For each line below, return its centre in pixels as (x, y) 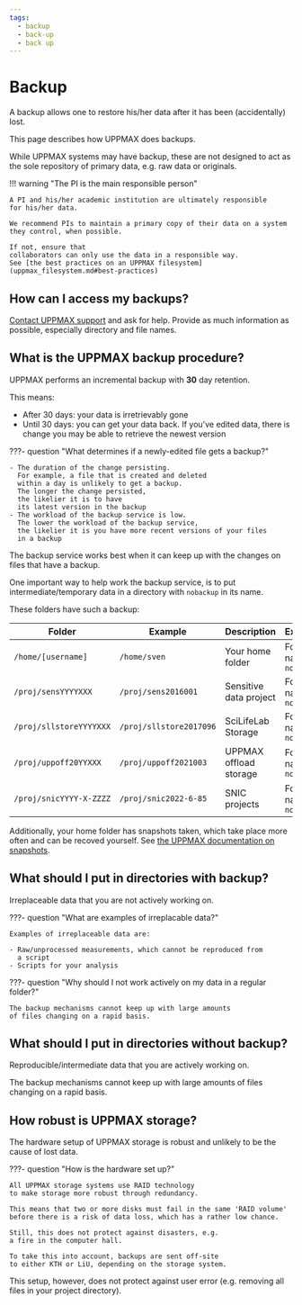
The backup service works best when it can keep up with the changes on (145, 555)
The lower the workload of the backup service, (108, 523)
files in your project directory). (66, 1291)
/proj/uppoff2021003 (163, 762)
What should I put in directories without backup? (148, 1044)
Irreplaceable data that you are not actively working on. (111, 900)
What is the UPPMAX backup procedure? (127, 358)
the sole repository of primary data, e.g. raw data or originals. (123, 166)
